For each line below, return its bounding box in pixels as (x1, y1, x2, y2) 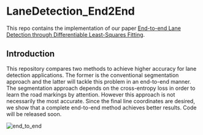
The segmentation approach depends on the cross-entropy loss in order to (6, 84, 196, 92)
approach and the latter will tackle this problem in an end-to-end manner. (6, 78, 191, 85)
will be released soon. (6, 110, 62, 117)
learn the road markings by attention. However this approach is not (6, 90, 175, 98)
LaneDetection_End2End (6, 4, 135, 18)
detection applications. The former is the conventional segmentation (6, 71, 179, 79)
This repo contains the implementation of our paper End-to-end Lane (6, 24, 181, 32)
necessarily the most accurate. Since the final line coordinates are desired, (6, 97, 195, 104)
